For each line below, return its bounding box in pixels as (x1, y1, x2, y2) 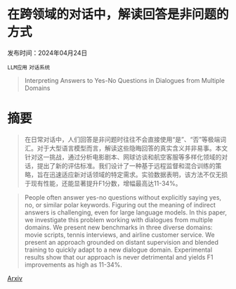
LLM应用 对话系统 (7, 64, 51, 71)
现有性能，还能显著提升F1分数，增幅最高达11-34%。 (30, 179, 182, 187)
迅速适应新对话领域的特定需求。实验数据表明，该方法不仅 (48, 170, 216, 179)
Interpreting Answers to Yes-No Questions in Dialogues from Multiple (24, 76, 225, 84)
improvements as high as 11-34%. (24, 260, 123, 269)
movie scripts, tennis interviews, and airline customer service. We (24, 230, 216, 239)
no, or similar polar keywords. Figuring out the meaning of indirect (24, 200, 216, 209)
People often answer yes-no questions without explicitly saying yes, (24, 193, 222, 201)
